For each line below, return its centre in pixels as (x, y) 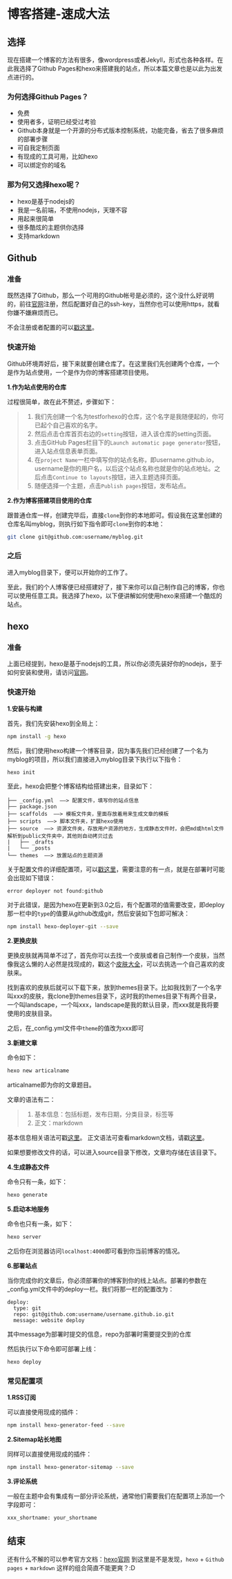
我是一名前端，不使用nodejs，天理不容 (72, 210)
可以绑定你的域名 (41, 165)
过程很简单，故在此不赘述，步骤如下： (61, 402)
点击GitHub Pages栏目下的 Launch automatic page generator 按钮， (129, 442)
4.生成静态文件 (28, 1167)
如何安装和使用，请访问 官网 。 (49, 672)
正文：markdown (59, 1123)
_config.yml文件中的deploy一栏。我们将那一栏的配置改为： (91, 1289)
